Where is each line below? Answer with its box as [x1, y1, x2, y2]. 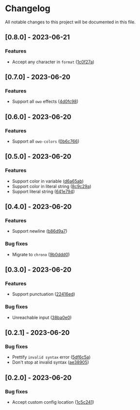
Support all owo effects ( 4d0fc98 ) [12, 98, 79, 105]
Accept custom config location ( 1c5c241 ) [12, 399, 94, 405]
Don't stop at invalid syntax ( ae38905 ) [12, 359, 89, 365]
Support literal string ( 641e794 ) [12, 188, 75, 194]
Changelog [5, 3, 51, 14]
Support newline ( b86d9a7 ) [12, 228, 68, 234]
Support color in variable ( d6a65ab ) [12, 178, 84, 184]
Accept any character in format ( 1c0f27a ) [12, 59, 95, 65]
